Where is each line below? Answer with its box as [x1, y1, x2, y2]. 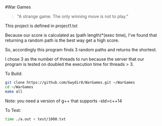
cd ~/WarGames [5, 84, 34, 89]
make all [5, 89, 23, 94]
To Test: [5, 107, 21, 113]
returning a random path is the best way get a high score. [5, 37, 119, 43]
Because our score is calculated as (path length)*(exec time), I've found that [5, 32, 157, 38]
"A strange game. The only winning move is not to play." [16, 14, 129, 19]
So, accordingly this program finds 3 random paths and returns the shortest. [5, 47, 157, 52]
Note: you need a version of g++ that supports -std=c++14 [5, 98, 122, 104]
